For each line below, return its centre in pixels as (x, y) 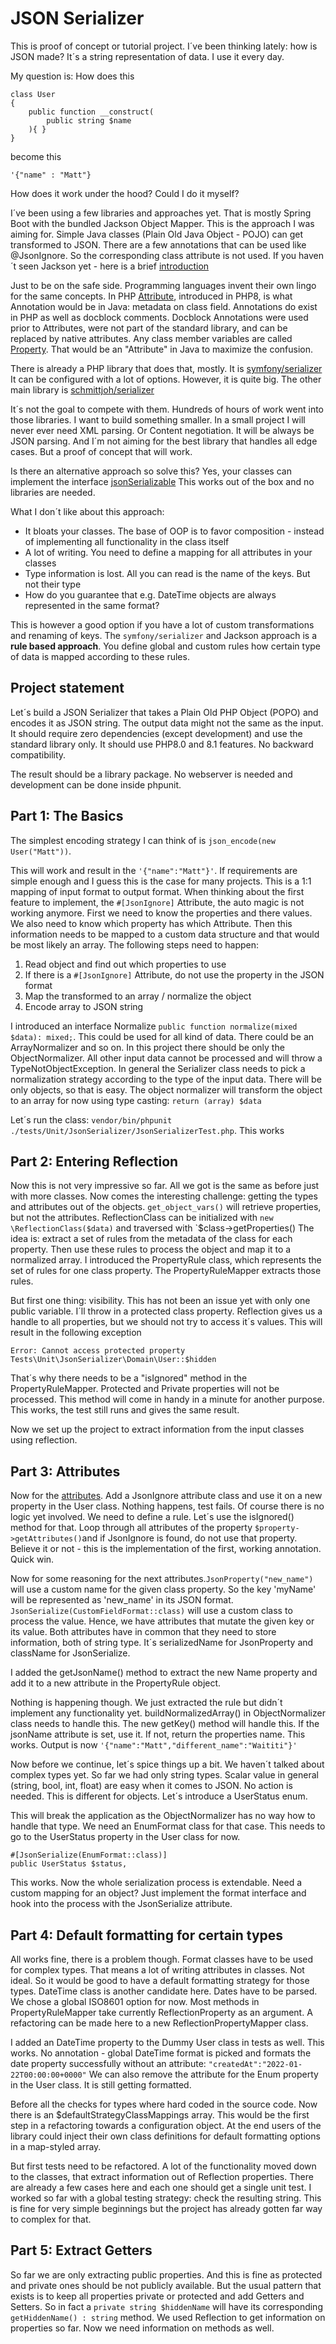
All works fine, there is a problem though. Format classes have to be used (162, 1959)
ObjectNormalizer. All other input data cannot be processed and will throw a (166, 1058)
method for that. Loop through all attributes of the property (131, 1528)
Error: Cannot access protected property (98, 1351)
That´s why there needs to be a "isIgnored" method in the (129, 1378)
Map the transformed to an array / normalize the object (138, 996)
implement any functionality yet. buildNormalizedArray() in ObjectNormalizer (168, 1713)
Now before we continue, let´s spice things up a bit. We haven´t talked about (167, 1764)
